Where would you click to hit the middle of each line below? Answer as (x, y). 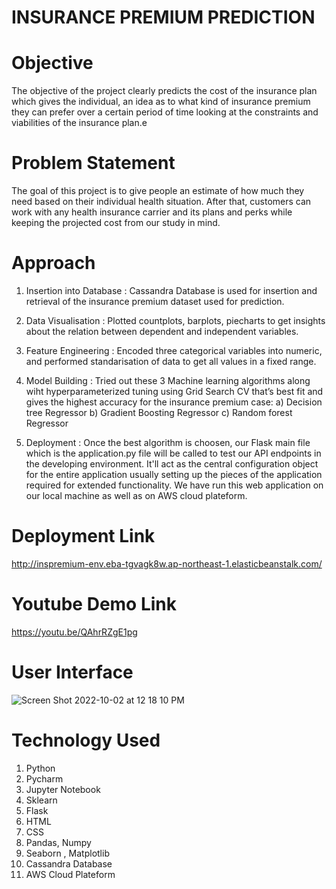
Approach (53, 263)
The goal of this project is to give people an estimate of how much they (158, 191)
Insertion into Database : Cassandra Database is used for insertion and (171, 290)
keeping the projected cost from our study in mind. (116, 223)
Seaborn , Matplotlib (67, 853)
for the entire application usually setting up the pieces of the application (174, 474)
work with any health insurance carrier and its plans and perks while (152, 212)
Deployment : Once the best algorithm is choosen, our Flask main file (168, 442)
